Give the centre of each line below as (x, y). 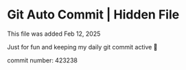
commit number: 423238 (42, 60)
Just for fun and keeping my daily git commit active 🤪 (82, 47)
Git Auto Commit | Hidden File (93, 15)
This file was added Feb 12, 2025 (54, 34)
